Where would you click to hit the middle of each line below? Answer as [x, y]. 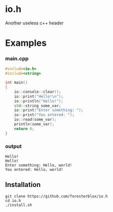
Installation [23, 185]
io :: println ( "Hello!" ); [39, 101]
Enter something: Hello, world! [39, 165]
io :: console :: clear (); [38, 92]
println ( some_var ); [34, 124]
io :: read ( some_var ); [35, 120]
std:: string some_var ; [38, 106]
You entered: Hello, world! [34, 169]
